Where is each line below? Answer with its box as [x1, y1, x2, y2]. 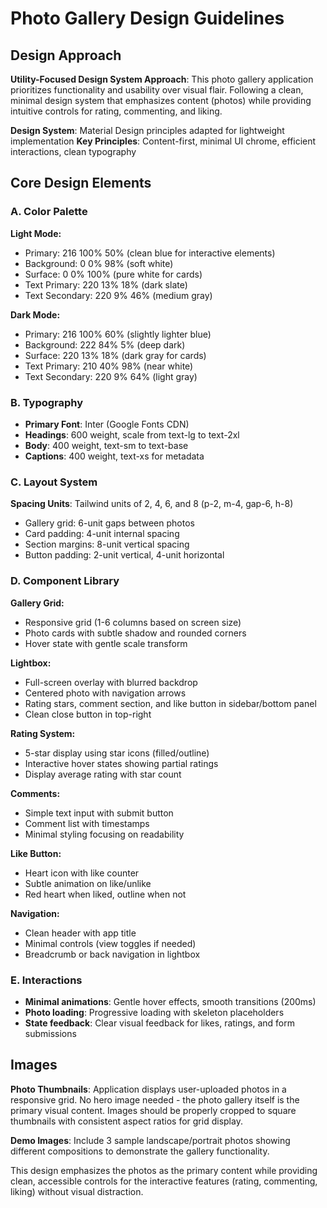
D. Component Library [10, 574, 120, 588]
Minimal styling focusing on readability [24, 828, 185, 840]
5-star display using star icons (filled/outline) [24, 747, 210, 759]
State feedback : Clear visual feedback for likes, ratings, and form [24, 1017, 296, 1029]
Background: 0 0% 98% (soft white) [24, 257, 174, 269]
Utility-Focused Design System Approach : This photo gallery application [10, 73, 314, 85]
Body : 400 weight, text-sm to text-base [24, 439, 189, 451]
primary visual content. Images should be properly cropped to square [10, 1104, 297, 1116]
